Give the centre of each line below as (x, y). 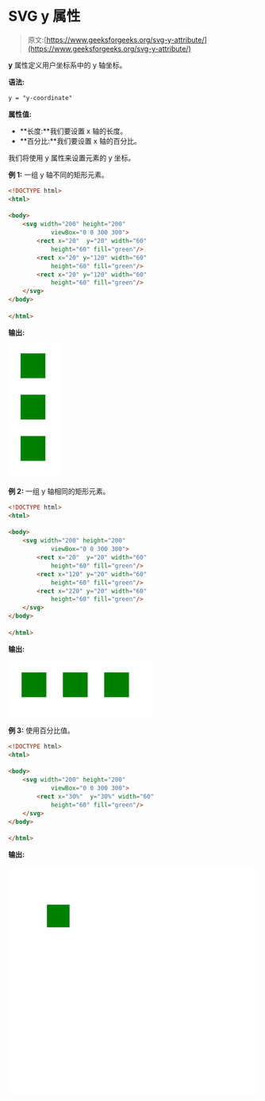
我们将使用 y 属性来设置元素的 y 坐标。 (72, 158)
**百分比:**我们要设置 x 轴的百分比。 (80, 141)
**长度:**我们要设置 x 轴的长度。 (73, 131)
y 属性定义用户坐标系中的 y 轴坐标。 (67, 65)
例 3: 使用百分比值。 (41, 730)
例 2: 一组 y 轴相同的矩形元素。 (59, 491)
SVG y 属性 (44, 16)
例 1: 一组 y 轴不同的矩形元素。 (58, 175)
